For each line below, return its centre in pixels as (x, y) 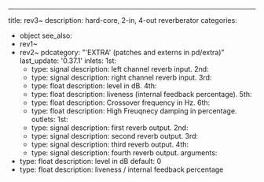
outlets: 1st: (49, 119)
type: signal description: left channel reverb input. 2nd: (120, 69)
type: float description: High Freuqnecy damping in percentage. (134, 111)
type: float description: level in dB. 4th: (94, 86)
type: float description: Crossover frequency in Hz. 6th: (121, 102)
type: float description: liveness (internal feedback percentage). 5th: (142, 94)
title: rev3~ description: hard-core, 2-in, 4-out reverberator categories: (123, 20)
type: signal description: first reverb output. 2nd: (110, 128)
